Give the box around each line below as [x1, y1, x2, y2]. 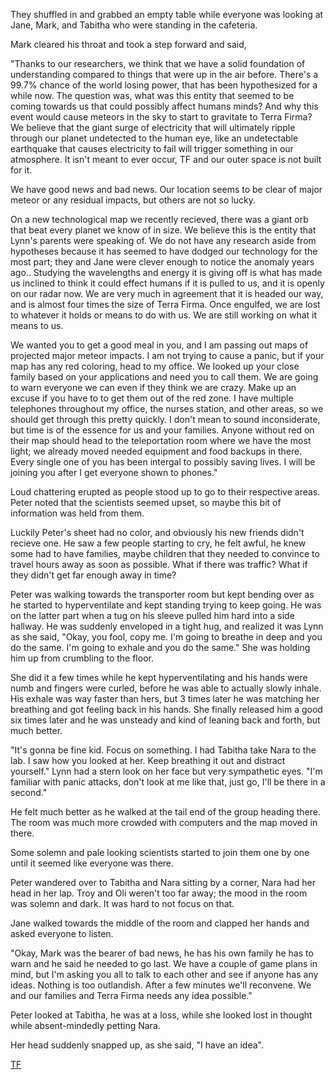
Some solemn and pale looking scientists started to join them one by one [10, 847, 310, 858]
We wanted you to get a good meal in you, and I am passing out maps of [10, 339, 309, 351]
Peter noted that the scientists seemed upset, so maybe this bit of [10, 497, 282, 508]
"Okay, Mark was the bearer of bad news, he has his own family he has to [10, 947, 314, 959]
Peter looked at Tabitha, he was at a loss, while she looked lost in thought [10, 1009, 313, 1021]
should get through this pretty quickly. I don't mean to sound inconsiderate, [10, 414, 321, 425]
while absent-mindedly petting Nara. [10, 1020, 161, 1031]
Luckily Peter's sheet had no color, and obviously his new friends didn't [10, 527, 305, 538]
